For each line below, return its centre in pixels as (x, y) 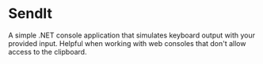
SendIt (30, 14)
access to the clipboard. (48, 52)
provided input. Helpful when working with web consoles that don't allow (127, 43)
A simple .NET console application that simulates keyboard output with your (132, 35)
